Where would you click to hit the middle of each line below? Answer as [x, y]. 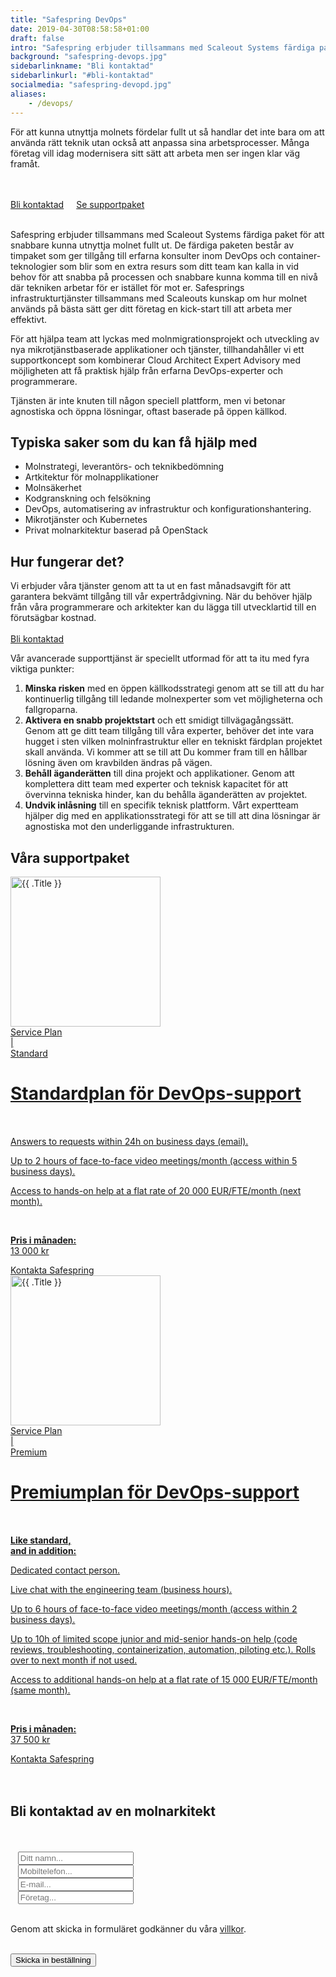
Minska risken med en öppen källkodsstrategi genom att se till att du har [174, 688]
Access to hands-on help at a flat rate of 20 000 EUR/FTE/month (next [156, 1190]
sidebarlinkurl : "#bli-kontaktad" [82, 76]
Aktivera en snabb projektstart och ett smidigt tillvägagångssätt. [159, 720]
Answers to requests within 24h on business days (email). [129, 1141]
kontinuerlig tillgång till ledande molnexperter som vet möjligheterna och [173, 699]
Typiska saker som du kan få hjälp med [134, 442]
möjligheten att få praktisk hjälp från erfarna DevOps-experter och [146, 370]
